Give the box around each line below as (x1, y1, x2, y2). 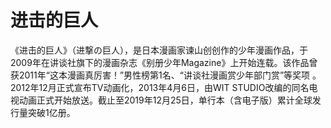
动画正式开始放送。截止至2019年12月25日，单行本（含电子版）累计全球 (18, 94, 313, 106)
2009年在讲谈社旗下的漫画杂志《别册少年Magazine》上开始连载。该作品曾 (10, 56, 318, 68)
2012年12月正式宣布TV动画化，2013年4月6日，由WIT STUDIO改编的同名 (10, 81, 310, 93)
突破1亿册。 (27, 106, 76, 118)
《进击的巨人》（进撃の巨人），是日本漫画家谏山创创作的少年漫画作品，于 (10, 44, 308, 56)
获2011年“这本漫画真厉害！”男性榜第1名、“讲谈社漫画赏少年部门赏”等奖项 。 (10, 69, 322, 81)
